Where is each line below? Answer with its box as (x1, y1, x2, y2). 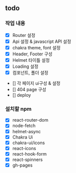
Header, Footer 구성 (12, 51, 53, 57)
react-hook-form (12, 151, 47, 157)
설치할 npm (5, 106, 32, 113)
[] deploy (12, 92, 31, 98)
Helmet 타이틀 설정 (12, 57, 50, 63)
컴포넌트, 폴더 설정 (12, 70, 49, 76)
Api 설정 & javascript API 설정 (12, 38, 72, 44)
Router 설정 (12, 32, 36, 38)
